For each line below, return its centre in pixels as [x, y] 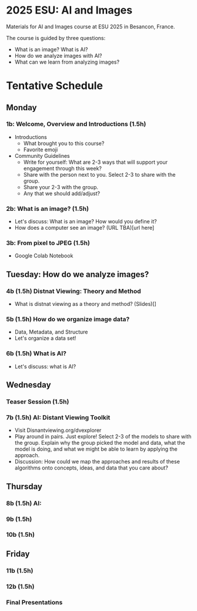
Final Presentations [34, 602]
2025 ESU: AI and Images [69, 10]
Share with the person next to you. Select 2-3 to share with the [99, 174]
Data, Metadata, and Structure [51, 332]
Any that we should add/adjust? [62, 193]
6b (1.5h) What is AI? [36, 354]
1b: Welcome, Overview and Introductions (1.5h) [76, 124]
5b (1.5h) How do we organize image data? [68, 319]
